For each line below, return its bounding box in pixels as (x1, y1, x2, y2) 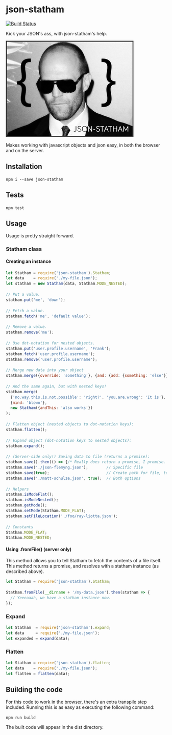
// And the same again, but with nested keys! (6, 383, 107, 389)
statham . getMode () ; (6, 503, 47, 508)
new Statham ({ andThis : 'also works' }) (10, 405, 93, 411)
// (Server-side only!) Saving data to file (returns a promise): (6, 454, 150, 459)
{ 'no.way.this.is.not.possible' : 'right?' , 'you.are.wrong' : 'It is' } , (10, 395, 166, 400)
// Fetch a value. (6, 308, 45, 313)
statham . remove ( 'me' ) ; (6, 330, 54, 335)
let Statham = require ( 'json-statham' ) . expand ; (6, 625, 111, 630)
